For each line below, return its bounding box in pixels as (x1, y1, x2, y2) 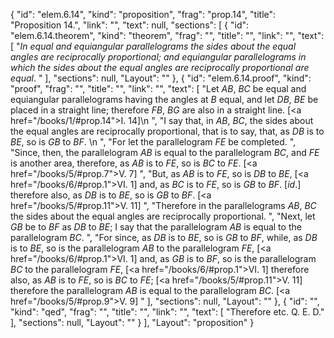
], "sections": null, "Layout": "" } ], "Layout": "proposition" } (10, 317, 255, 328)
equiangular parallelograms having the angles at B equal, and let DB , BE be (10, 94, 319, 105)
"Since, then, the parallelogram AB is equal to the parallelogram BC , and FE (10, 147, 320, 158)
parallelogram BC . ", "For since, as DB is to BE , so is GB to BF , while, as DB (10, 232, 318, 243)
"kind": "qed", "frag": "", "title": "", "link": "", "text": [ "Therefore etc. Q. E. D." (10, 306, 325, 318)
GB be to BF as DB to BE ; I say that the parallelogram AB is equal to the (10, 221, 302, 233)
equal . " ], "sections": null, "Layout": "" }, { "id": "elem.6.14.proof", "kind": (10, 72, 312, 84)
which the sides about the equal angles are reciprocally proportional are (10, 62, 310, 73)
